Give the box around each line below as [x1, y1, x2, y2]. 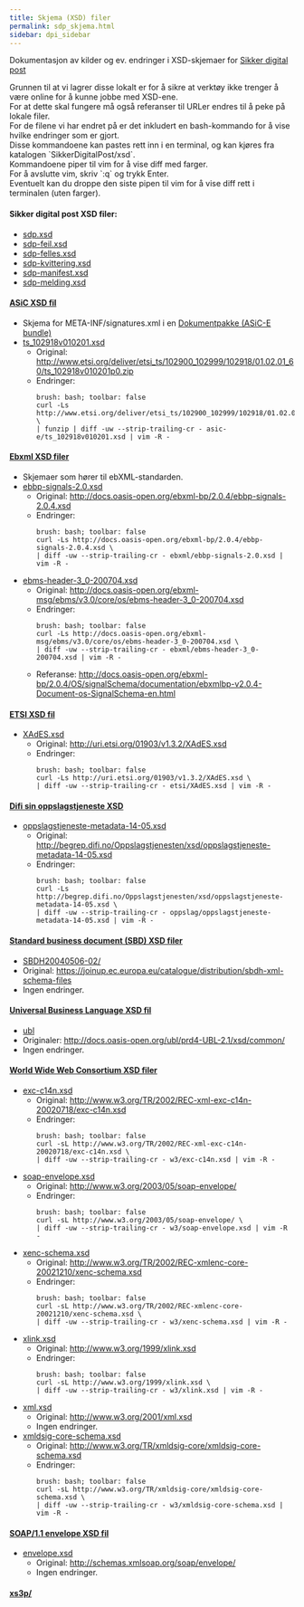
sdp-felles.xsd [22, 248, 77, 259]
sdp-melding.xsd [22, 277, 87, 288]
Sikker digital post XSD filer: [9, 208, 118, 219]
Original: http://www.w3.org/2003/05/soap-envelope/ [35, 1181, 237, 1191]
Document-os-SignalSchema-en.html [35, 688, 176, 699]
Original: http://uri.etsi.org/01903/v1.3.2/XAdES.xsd [35, 738, 228, 749]
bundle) [22, 327, 52, 338]
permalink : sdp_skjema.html [9, 22, 116, 31]
